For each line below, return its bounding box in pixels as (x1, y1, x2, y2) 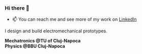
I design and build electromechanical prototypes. (5, 28, 107, 34)
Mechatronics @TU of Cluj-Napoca (5, 38, 81, 44)
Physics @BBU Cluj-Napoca (5, 43, 66, 49)
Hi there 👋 (5, 5, 30, 12)
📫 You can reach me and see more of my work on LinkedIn (12, 16, 137, 22)
